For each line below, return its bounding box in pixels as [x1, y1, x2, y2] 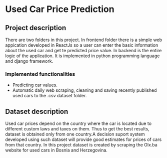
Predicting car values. [12, 82, 57, 88]
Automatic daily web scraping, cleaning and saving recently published [12, 87, 157, 93]
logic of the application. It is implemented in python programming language [5, 53, 160, 59]
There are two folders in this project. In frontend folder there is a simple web [5, 37, 162, 43]
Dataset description [5, 107, 68, 116]
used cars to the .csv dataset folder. [12, 93, 87, 99]
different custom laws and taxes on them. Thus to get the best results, [5, 126, 149, 132]
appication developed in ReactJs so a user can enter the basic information [5, 42, 158, 48]
